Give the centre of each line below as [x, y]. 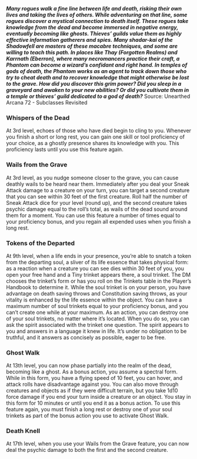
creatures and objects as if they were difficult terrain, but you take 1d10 [92, 391]
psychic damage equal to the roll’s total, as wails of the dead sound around [97, 209]
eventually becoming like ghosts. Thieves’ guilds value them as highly [94, 34]
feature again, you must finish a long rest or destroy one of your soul [89, 409]
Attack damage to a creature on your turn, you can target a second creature [98, 190]
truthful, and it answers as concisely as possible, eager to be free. [86, 337]
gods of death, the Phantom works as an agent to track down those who [96, 71]
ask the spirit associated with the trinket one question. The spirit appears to [98, 324]
